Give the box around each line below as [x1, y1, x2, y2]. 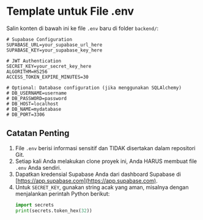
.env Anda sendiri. [15, 164, 62, 171]
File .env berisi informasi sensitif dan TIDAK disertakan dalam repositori [15, 144, 196, 151]
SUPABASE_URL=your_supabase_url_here [6, 42, 103, 48]
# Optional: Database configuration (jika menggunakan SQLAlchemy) [6, 85, 182, 91]
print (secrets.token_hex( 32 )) [15, 207, 93, 214]
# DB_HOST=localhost [6, 101, 59, 107]
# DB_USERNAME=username [6, 90, 67, 96]
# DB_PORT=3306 [6, 112, 45, 118]
